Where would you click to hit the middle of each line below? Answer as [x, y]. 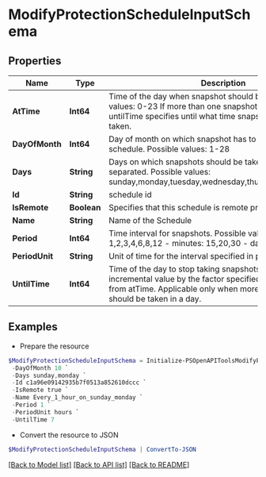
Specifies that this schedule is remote [178, 208]
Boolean [85, 208]
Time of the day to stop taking [164, 269]
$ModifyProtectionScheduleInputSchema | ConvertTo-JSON [102, 449]
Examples [33, 327]
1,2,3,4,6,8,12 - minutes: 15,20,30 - [178, 243]
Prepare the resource [54, 346]
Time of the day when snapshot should [180, 96]
